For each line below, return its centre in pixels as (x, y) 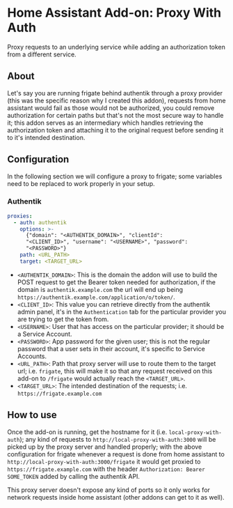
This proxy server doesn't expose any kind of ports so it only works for (109, 490)
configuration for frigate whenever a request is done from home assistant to (116, 454)
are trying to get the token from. (63, 319)
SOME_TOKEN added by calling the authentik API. (74, 476)
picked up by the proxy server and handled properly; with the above (105, 447)
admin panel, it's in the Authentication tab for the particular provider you (122, 311)
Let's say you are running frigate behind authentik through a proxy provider (115, 93)
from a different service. (42, 54)
